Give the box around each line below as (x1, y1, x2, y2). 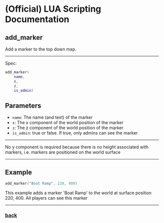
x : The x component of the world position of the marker (12, 120, 123, 126)
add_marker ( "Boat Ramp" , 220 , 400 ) (5, 181, 78, 186)
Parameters (5, 101, 41, 110)
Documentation (5, 14, 70, 25)
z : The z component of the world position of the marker (12, 125, 123, 131)
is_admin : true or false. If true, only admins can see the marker (12, 130, 138, 136)
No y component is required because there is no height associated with (5, 144, 149, 150)
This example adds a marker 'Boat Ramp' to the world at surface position (5, 190, 152, 196)
